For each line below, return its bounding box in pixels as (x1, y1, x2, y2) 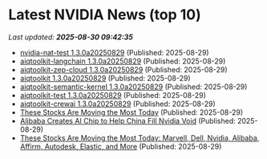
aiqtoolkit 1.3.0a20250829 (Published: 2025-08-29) (19, 73, 191, 83)
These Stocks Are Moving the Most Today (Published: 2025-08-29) (19, 107, 243, 117)
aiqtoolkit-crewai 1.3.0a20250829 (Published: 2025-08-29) (19, 99, 216, 108)
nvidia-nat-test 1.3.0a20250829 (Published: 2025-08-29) (19, 47, 210, 57)
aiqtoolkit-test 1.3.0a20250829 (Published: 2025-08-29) (19, 90, 206, 100)
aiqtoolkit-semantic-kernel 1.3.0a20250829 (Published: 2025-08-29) (19, 82, 248, 92)
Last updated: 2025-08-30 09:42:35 (8, 32, 134, 42)
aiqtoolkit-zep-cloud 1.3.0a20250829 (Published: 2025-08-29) (19, 64, 228, 74)
